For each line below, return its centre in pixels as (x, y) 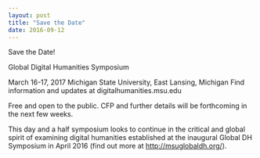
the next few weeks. (41, 114)
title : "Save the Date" (47, 23)
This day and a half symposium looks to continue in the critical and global (126, 129)
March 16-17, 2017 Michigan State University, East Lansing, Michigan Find (126, 82)
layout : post (29, 15)
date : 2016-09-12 (36, 30)
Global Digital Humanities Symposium (69, 67)
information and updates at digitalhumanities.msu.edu (95, 91)
